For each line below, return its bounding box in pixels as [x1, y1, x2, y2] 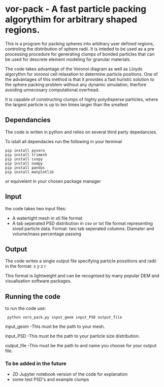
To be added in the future [5, 360, 66, 367]
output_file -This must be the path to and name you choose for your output [5, 343, 157, 349]
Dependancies [5, 116, 51, 124]
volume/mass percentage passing [12, 230, 81, 237]
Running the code [5, 292, 61, 301]
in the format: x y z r [5, 263, 46, 269]
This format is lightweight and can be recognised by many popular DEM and [5, 273, 160, 279]
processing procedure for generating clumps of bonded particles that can [5, 51, 155, 57]
